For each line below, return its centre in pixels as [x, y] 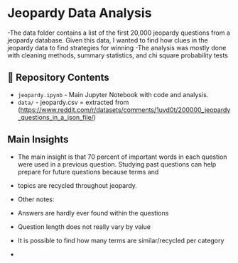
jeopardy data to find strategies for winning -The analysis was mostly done [117, 47]
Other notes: [36, 199]
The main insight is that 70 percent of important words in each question [122, 157]
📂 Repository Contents [59, 78]
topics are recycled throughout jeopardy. [77, 185]
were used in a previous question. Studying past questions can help [117, 164]
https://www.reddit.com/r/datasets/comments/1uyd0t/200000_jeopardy [125, 110]
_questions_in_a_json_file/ [56, 117]
